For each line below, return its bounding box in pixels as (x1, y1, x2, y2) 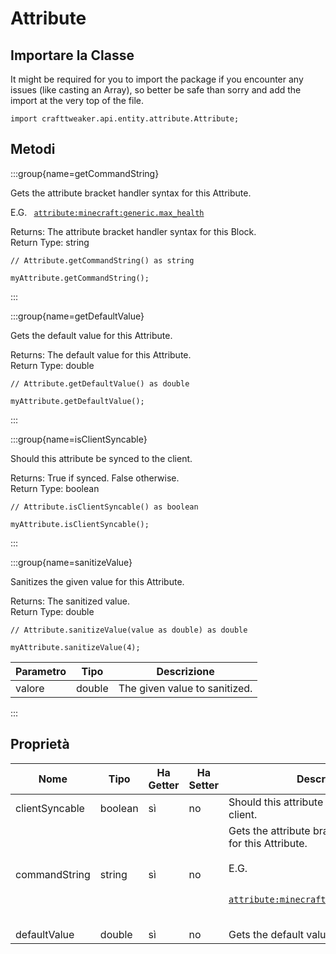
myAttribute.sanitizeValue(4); (10, 642, 141, 652)
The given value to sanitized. (118, 681, 253, 695)
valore (15, 681, 45, 695)
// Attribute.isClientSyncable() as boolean (10, 502, 199, 512)
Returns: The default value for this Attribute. (10, 348, 192, 361)
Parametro (15, 664, 67, 678)
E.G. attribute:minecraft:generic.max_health (10, 206, 205, 218)
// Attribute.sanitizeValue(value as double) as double (10, 625, 248, 635)
